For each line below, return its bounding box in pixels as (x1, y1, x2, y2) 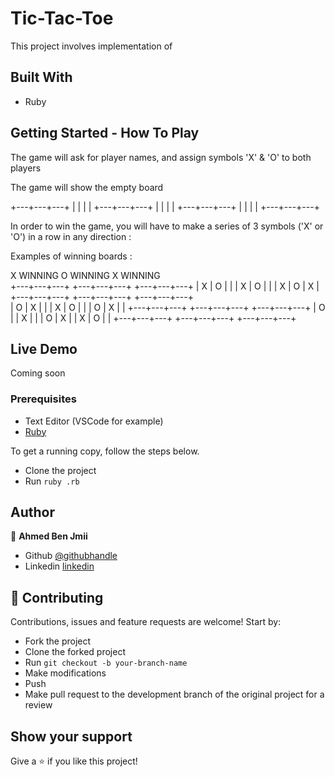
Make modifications (24, 667, 107, 679)
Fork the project (24, 635, 92, 647)
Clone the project (24, 464, 97, 476)
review (24, 699, 53, 711)
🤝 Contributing (10, 589, 104, 606)
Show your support (10, 728, 133, 745)
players (10, 162, 42, 174)
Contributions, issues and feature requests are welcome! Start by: (10, 616, 282, 628)
